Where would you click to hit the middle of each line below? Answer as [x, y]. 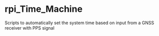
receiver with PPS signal [30, 28]
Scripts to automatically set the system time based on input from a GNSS [79, 23]
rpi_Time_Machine [44, 9]
